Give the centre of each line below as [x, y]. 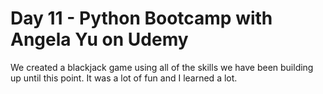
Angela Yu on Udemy [99, 39]
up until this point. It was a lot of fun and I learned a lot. [124, 78]
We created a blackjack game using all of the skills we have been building [162, 67]
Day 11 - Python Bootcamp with [141, 18]
